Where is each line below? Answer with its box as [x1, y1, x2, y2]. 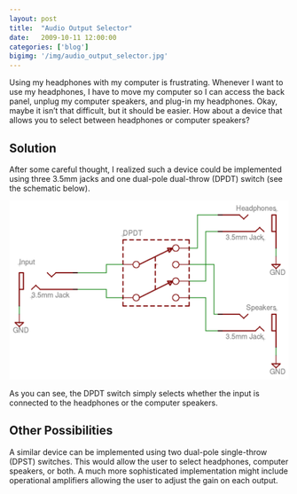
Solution [9, 140, 57, 155]
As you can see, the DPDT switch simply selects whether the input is [9, 388, 260, 398]
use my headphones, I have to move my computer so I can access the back [9, 87, 285, 98]
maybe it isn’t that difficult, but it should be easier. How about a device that [9, 106, 283, 116]
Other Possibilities [9, 423, 113, 438]
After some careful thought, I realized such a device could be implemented [9, 164, 282, 175]
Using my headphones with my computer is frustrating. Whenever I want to [9, 77, 284, 88]
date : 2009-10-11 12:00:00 [9, 33, 117, 42]
